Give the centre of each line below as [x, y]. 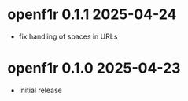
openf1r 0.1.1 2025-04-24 [92, 15]
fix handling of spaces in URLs [68, 36]
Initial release [40, 90]
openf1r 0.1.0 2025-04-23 [94, 68]
